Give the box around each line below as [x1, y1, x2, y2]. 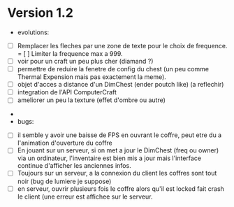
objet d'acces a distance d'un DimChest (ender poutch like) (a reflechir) [17, 80, 224, 89]
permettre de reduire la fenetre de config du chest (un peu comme [17, 65, 210, 73]
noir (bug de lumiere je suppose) [17, 177, 112, 185]
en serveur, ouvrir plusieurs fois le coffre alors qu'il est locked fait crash [17, 184, 225, 193]
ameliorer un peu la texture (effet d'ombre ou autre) [17, 96, 166, 104]
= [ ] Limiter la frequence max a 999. [17, 50, 124, 57]
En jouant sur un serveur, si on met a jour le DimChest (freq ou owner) [17, 146, 219, 155]
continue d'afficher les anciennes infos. [17, 162, 131, 170]
